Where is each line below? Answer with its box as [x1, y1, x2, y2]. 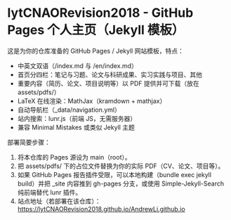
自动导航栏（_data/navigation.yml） [17, 105, 121, 114]
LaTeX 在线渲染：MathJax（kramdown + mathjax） [17, 96, 166, 105]
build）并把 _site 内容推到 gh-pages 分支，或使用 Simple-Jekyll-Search [17, 179, 225, 188]
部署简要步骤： [7, 138, 51, 146]
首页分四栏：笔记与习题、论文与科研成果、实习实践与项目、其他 [17, 70, 202, 79]
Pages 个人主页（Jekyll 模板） [7, 22, 185, 38]
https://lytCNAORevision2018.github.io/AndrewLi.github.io [17, 205, 185, 213]
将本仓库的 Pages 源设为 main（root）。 [17, 153, 131, 161]
